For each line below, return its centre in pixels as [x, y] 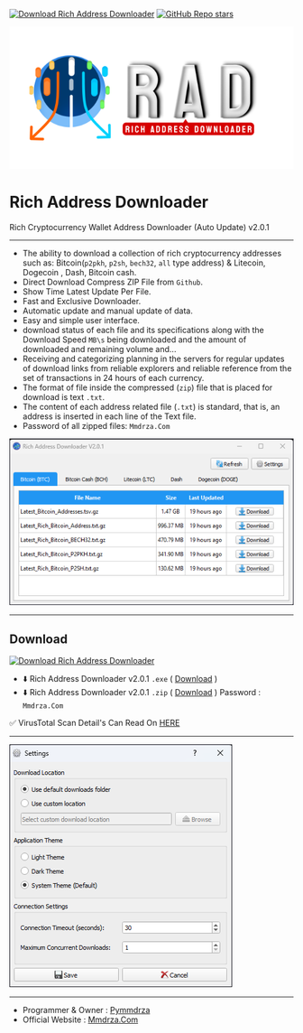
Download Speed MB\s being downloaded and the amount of [134, 340]
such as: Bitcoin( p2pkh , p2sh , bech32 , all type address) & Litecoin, [144, 263]
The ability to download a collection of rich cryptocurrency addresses [152, 253]
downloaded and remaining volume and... [99, 349]
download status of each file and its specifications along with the [143, 330]
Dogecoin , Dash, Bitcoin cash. [79, 272]
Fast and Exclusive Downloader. [82, 301]
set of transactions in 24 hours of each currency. [113, 377]
